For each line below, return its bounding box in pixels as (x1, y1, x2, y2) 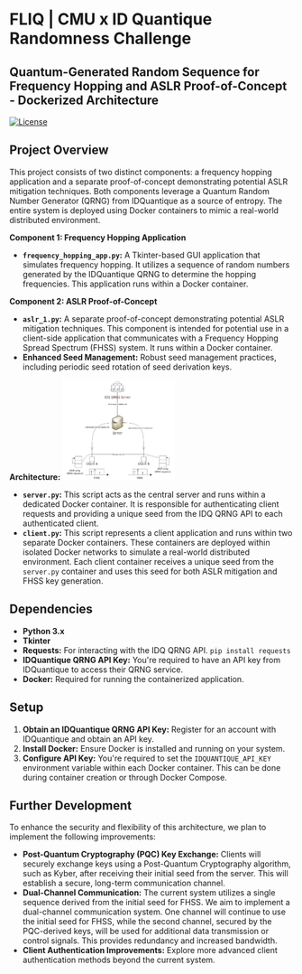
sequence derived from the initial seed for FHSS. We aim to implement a (22, 897, 290, 908)
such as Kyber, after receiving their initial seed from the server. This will (22, 868, 288, 879)
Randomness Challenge (9, 28, 192, 49)
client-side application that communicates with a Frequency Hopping (22, 332, 279, 343)
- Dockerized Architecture (9, 92, 160, 108)
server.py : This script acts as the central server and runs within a (22, 489, 266, 500)
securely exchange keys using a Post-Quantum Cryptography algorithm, (22, 858, 291, 869)
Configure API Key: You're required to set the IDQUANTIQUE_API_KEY (22, 753, 272, 763)
